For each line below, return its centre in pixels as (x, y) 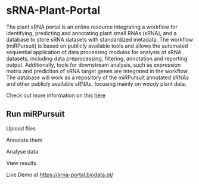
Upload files (21, 128)
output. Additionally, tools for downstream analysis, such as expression (94, 65)
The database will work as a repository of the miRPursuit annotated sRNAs (98, 77)
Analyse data (22, 151)
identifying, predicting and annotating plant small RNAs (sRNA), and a (91, 33)
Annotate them (24, 140)
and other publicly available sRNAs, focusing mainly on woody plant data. (96, 83)
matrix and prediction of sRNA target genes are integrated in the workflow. (98, 71)
